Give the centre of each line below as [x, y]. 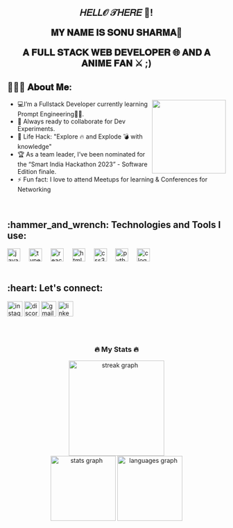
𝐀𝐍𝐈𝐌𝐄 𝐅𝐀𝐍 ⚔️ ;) [116, 63]
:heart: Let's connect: [55, 288]
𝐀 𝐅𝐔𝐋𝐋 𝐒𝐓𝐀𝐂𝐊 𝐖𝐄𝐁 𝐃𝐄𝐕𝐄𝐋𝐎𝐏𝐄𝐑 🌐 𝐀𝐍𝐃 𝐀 [116, 53]
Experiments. [36, 129]
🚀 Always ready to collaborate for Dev [71, 121]
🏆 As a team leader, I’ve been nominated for [81, 155]
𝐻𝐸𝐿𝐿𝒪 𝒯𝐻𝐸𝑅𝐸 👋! [116, 13]
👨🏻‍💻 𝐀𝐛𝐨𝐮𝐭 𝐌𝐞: [40, 87]
